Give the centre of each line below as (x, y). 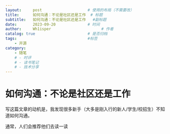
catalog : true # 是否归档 (56, 34)
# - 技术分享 (27, 67)
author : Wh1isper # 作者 (59, 29)
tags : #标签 (52, 39)
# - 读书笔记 (27, 62)
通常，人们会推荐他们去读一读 (37, 126)
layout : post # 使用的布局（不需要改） (70, 10)
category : (16, 48)
